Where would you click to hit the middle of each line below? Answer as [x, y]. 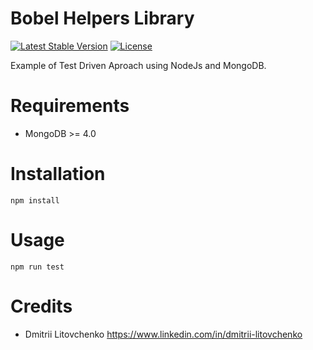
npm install [35, 200]
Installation [58, 174]
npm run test [37, 267]
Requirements [70, 106]
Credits [41, 306]
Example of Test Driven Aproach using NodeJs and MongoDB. [138, 65]
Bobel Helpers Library [102, 18]
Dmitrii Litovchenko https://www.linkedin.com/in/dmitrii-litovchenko [163, 334]
